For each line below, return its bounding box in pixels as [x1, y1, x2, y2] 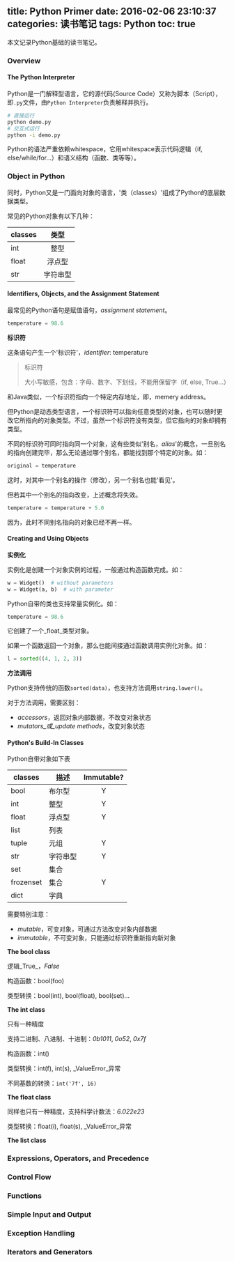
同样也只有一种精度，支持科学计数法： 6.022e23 [7, 1107, 145, 1116]
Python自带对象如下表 [7, 755, 71, 763]
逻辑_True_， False [7, 962, 60, 971]
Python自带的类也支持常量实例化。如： [7, 599, 120, 608]
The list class [7, 1136, 47, 1145]
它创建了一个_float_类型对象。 [7, 626, 93, 635]
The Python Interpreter [7, 73, 75, 82]
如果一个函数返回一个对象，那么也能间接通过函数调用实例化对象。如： [7, 641, 209, 650]
